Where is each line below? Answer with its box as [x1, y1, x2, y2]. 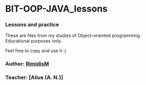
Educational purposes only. [5, 38, 62, 44]
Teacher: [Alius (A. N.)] [5, 74, 63, 81]
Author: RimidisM [5, 60, 50, 67]
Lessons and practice [5, 21, 60, 28]
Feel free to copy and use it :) [5, 48, 67, 54]
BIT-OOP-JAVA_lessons [5, 3, 108, 15]
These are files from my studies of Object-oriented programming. [5, 32, 141, 38]
